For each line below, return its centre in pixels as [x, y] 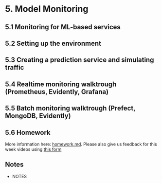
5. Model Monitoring [47, 9]
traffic [15, 67]
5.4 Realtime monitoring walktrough [61, 84]
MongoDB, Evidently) [38, 116]
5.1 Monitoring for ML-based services [63, 27]
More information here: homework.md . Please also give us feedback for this [81, 144]
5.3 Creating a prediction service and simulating [80, 60]
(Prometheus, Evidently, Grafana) [57, 92]
